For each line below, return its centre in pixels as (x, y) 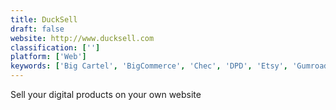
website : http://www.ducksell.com (82, 38)
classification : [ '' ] (55, 47)
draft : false (37, 29)
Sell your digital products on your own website (106, 94)
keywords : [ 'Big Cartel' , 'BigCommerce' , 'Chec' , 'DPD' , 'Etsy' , (149, 66)
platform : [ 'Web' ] (48, 57)
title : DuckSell (44, 19)
